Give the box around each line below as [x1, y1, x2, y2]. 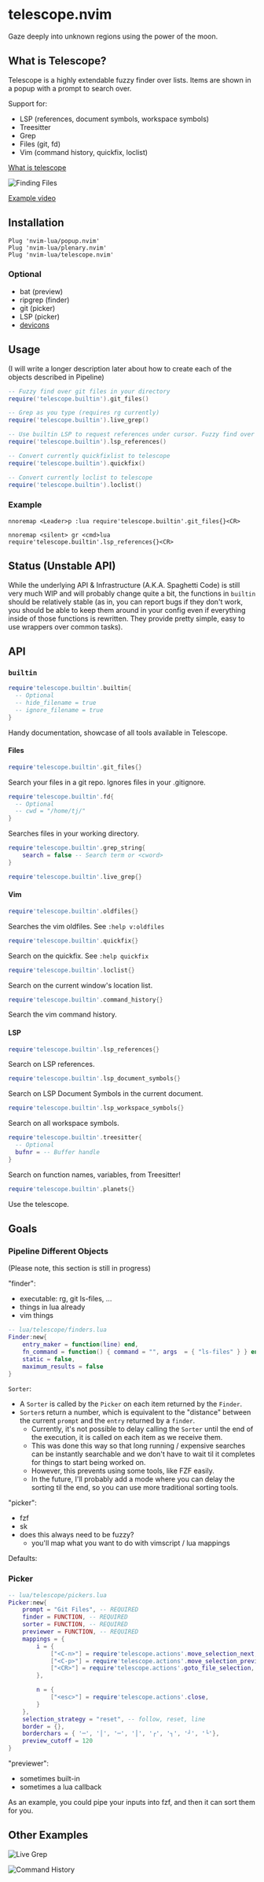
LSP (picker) [19, 312, 60, 321]
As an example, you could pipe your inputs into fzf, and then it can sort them [8, 1798, 255, 1807]
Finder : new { [8, 1334, 47, 1341]
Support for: [8, 98, 48, 108]
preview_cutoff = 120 [22, 1737, 93, 1745]
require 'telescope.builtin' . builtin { [8, 685, 132, 692]
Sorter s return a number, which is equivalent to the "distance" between [19, 1408, 251, 1417]
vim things [19, 1311, 53, 1320]
